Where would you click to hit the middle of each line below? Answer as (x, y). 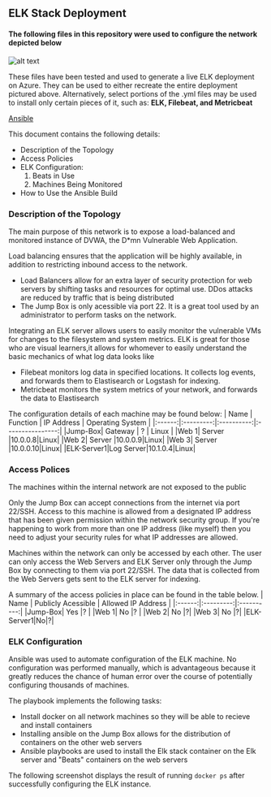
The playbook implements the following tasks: (85, 701)
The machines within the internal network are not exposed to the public (128, 487)
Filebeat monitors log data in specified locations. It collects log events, (138, 372)
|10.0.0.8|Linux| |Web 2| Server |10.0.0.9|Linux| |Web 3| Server (113, 440)
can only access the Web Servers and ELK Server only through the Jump (130, 562)
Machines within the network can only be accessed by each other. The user (135, 553)
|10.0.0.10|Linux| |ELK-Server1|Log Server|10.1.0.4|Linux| (102, 448)
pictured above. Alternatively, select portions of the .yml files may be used (133, 93)
